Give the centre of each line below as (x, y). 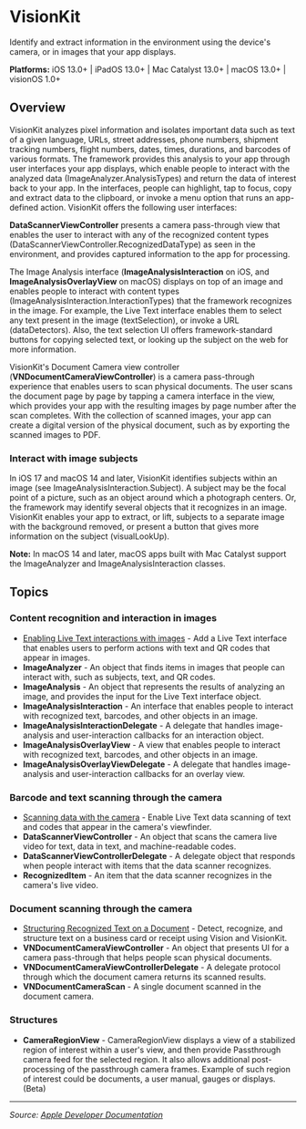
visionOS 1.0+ (35, 78)
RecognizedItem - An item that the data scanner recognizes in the (147, 875)
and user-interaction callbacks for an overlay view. (151, 773)
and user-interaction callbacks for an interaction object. (160, 735)
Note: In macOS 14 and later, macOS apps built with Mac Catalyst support (148, 554)
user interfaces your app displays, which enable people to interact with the (149, 168)
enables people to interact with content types (95, 291)
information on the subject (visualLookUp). (90, 536)
